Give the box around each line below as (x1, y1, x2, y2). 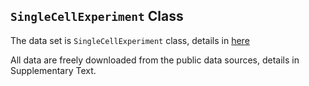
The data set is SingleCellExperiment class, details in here (10, 34, 250, 46)
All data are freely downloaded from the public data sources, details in (10, 54, 300, 66)
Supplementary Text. (10, 64, 97, 76)
